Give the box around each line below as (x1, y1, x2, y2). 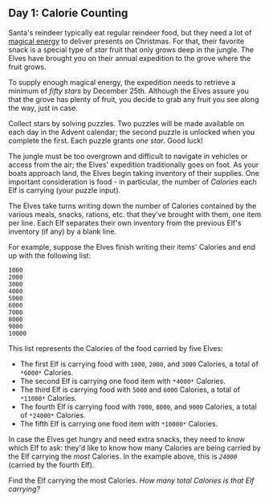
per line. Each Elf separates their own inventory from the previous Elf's (8, 218, 242, 227)
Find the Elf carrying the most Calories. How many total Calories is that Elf (8, 475, 255, 485)
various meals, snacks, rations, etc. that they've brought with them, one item (8, 209, 262, 219)
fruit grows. (8, 62, 47, 71)
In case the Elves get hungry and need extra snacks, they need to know (8, 434, 246, 444)
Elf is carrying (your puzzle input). (8, 185, 121, 195)
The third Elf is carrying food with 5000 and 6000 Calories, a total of (19, 385, 241, 394)
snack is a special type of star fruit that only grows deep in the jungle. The (8, 44, 255, 55)
